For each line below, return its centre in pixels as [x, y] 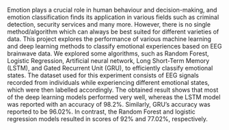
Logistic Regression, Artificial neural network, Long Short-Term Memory [108, 61]
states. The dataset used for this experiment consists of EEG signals [103, 75]
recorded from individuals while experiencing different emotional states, [108, 82]
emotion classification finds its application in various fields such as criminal [113, 17]
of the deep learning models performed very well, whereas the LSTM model [114, 97]
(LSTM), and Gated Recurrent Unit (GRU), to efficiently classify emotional [110, 68]
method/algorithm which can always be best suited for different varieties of [113, 31]
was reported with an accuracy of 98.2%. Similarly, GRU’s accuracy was [109, 104]
